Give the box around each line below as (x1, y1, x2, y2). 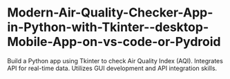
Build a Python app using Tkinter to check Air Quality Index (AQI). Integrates (7, 56, 223, 65)
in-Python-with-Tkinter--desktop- (7, 19, 209, 35)
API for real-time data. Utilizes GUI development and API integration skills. (7, 64, 218, 72)
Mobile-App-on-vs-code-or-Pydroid (7, 34, 221, 49)
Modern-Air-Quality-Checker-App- (7, 5, 213, 21)
